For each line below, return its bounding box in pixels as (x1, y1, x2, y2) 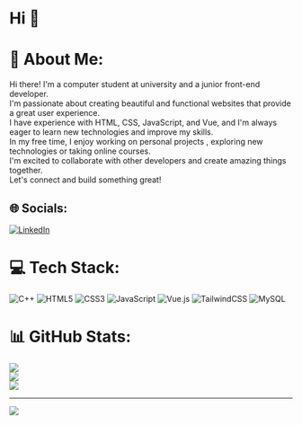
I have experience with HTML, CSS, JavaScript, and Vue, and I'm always (9, 117, 278, 128)
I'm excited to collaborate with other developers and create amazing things (9, 155, 287, 166)
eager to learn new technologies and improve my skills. (9, 127, 214, 137)
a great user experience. (9, 108, 101, 119)
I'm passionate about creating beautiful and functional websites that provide (9, 98, 292, 109)
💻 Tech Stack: (9, 258, 120, 278)
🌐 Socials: (9, 200, 68, 216)
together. (9, 165, 43, 176)
